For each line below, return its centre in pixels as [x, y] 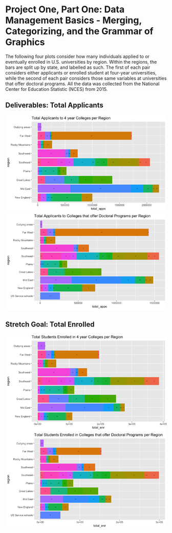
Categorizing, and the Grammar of [79, 31]
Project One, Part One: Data [65, 9]
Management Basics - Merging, [73, 20]
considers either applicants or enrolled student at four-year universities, [81, 72]
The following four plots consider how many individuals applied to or [78, 56]
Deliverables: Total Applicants [54, 106]
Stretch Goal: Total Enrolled [50, 324]
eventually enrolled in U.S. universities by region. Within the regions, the [81, 62]
